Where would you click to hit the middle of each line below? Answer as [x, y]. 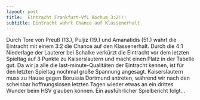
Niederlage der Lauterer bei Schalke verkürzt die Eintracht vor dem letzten [98, 53]
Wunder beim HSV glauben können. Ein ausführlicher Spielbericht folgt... [96, 91]
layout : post [22, 12]
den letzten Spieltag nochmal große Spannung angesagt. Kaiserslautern [95, 72]
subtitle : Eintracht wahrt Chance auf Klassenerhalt [73, 23]
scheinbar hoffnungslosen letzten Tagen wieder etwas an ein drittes [90, 84]
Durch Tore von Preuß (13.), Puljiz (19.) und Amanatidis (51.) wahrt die [91, 40]
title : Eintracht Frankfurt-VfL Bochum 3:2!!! [67, 17]
